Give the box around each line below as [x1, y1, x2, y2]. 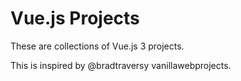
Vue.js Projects [10, 7, 140, 30]
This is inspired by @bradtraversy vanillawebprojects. [10, 59, 232, 71]
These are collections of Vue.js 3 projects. [10, 40, 185, 52]
